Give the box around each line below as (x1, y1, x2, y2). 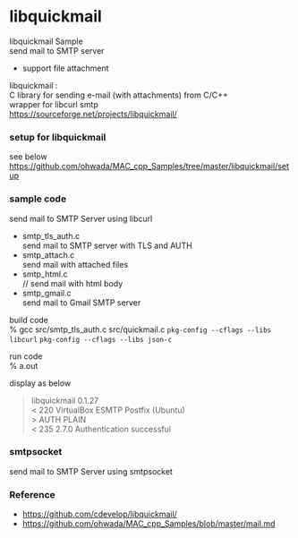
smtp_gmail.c (21, 287, 72, 298)
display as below (9, 378, 72, 389)
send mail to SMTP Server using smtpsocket (9, 465, 173, 476)
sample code (9, 192, 67, 205)
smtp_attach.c (21, 249, 75, 260)
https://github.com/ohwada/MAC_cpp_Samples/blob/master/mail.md (21, 518, 276, 529)
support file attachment (21, 63, 109, 73)
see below (9, 151, 47, 162)
